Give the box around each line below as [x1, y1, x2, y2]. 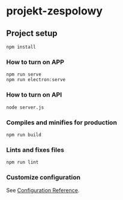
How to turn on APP [6, 58, 65, 66]
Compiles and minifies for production [6, 118, 117, 127]
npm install [6, 44, 36, 50]
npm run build [6, 132, 42, 138]
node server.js [6, 104, 44, 111]
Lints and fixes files [6, 145, 65, 154]
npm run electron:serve [6, 77, 66, 83]
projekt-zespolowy [6, 4, 103, 18]
